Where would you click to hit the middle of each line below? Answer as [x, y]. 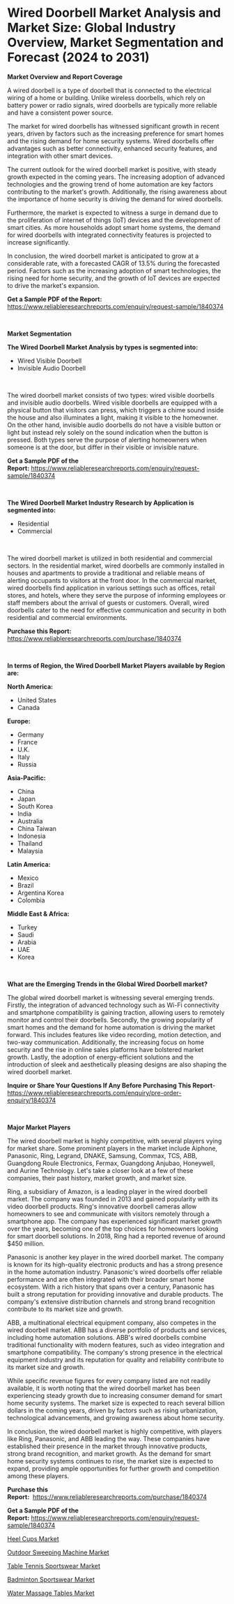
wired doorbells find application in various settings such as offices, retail [111, 588]
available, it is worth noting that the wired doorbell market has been [104, 1388]
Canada [29, 707]
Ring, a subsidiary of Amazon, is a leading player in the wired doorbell [107, 1191]
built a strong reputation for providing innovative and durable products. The [115, 1294]
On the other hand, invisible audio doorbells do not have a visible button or [114, 425]
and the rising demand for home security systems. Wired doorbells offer [111, 140]
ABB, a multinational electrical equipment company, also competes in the [112, 1322]
